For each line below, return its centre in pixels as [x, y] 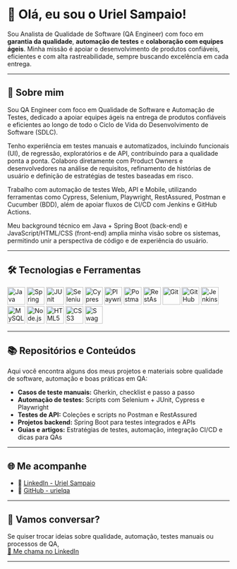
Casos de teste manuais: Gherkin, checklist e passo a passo [106, 392]
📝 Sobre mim [36, 93]
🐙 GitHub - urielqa [44, 491]
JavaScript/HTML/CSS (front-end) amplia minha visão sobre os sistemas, [114, 233]
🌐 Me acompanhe [47, 466]
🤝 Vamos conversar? [54, 519]
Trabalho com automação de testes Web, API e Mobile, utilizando [102, 189]
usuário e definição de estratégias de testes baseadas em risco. [101, 176]
